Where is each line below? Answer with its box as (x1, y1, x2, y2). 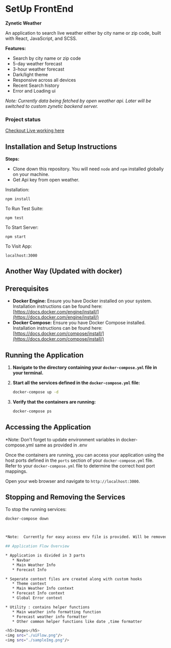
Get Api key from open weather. (12, 177, 80, 183)
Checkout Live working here (5, 127, 65, 133)
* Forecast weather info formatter (12, 614, 88, 619)
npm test (5, 215, 24, 220)
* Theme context (12, 581, 47, 586)
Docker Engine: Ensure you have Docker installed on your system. (12, 298, 152, 304)
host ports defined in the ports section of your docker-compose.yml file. (5, 457, 154, 463)
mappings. (5, 468, 27, 474)
